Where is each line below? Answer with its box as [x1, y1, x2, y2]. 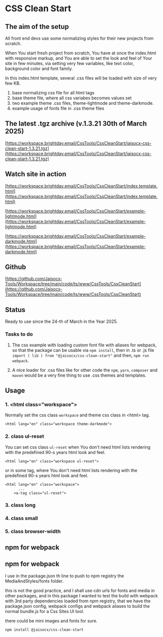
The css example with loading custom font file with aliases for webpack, [12, 342, 157, 348]
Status [5, 305, 26, 314]
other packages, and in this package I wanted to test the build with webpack [5, 592, 158, 598]
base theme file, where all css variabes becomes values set [12, 95, 132, 101]
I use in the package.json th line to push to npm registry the [5, 573, 124, 579]
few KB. [5, 80, 21, 86]
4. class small [5, 515, 38, 522]
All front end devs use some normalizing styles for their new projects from [5, 35, 154, 41]
